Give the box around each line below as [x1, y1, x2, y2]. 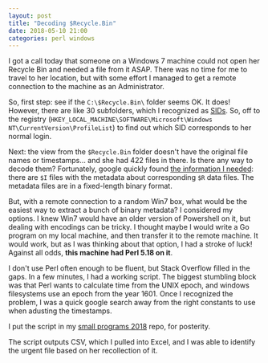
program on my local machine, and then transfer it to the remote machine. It [8, 230, 258, 241]
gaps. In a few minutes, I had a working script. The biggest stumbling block [8, 272, 257, 282]
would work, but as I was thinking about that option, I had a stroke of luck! [8, 239, 253, 249]
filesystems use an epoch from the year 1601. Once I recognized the [8, 289, 233, 299]
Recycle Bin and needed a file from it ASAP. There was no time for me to [8, 65, 248, 75]
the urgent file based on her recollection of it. [8, 346, 158, 356]
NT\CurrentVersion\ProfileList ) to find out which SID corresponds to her [8, 123, 252, 133]
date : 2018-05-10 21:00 [8, 27, 88, 35]
